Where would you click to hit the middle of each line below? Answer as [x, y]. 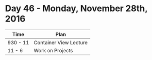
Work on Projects [53, 50]
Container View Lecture [61, 42]
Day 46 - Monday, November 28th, [76, 9]
